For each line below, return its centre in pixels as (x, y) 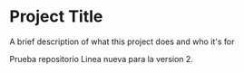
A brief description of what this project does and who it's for (122, 41)
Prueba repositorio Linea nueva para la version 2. (101, 59)
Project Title (56, 17)
